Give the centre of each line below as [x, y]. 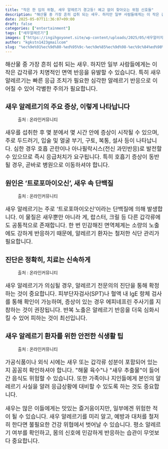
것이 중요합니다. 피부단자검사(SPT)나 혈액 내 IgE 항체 [83, 294]
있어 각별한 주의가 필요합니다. [61, 89]
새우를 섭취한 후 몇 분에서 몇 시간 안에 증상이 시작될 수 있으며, [82, 133]
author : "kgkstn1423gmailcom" [37, 42]
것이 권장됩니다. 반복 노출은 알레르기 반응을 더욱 [82, 310]
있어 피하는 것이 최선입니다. [53, 318]
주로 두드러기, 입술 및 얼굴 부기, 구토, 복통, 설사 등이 [70, 141]
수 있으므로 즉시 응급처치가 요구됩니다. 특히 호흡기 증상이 [76, 157]
